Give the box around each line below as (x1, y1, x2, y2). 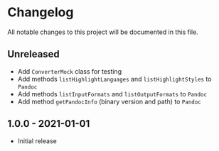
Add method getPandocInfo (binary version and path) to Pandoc (17, 97, 201, 106)
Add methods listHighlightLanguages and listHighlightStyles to (17, 74, 212, 83)
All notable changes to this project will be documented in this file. (7, 28, 199, 36)
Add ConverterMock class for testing (17, 67, 122, 75)
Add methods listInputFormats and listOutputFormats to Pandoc (17, 89, 208, 98)
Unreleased (7, 48, 60, 60)
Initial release (17, 136, 57, 145)
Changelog (7, 4, 74, 21)
